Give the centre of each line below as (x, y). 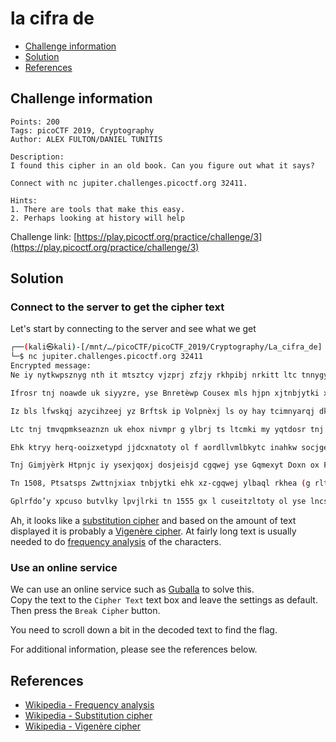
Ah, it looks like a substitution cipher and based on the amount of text (153, 521)
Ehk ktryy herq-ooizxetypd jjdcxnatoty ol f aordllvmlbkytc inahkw (154, 447)
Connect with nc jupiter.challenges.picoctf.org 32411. (129, 183)
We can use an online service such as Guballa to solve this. (132, 589)
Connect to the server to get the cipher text (117, 307)
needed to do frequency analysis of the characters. (116, 542)
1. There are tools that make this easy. (98, 209)
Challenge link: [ (44, 236)
